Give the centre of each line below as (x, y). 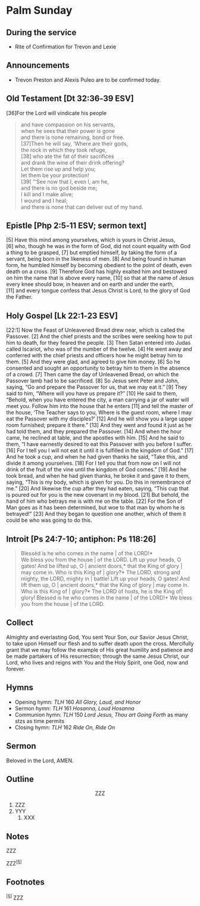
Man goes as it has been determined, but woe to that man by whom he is (96, 508)
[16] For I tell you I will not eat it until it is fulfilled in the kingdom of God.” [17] (100, 450)
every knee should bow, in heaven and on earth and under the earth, (90, 285)
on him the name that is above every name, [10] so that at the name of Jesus (100, 278)
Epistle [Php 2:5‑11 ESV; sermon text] (76, 226)
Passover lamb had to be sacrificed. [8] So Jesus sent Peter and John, (93, 381)
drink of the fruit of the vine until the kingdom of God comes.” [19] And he (96, 469)
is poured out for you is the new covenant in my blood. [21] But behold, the (98, 495)
